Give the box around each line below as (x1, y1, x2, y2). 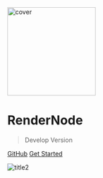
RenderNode (7, 112, 83, 129)
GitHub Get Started (7, 149, 63, 158)
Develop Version (24, 136, 73, 144)
